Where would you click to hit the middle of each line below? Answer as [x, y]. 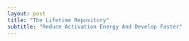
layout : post [27, 14]
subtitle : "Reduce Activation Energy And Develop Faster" [95, 26]
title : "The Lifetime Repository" [59, 20]
